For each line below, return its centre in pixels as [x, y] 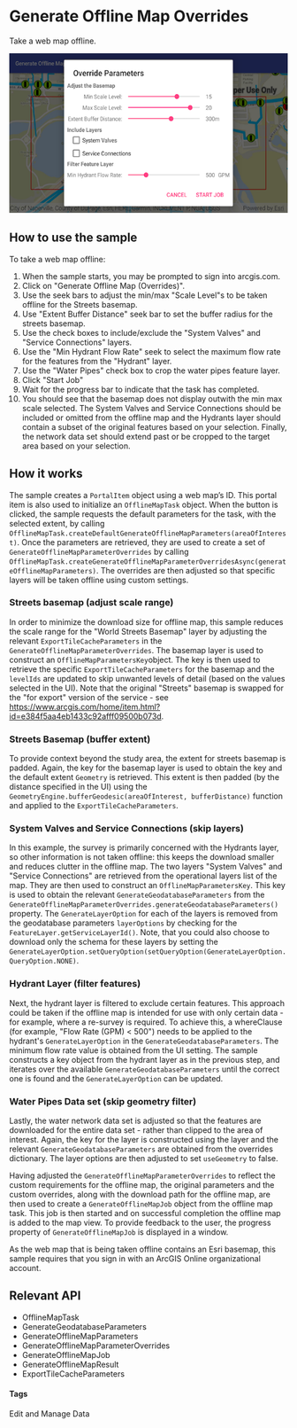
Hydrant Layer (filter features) [75, 984]
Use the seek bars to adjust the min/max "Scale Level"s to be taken [145, 295]
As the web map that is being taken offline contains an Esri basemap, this [143, 1249]
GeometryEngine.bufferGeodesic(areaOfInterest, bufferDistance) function [146, 796]
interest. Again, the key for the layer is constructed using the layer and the [144, 1140]
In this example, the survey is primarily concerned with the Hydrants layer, [144, 847]
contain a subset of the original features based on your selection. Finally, [154, 426]
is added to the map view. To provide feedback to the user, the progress [140, 1223]
